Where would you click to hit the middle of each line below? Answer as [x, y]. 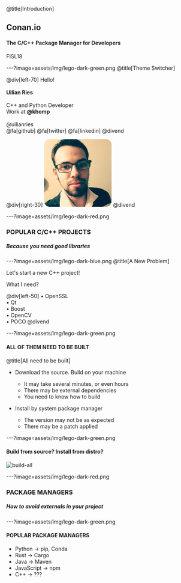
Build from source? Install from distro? [55, 452]
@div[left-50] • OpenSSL [37, 296]
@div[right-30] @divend [71, 204]
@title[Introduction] [30, 9]
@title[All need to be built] [38, 361]
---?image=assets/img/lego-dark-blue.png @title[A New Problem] [88, 261]
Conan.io [24, 27]
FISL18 [14, 56]
